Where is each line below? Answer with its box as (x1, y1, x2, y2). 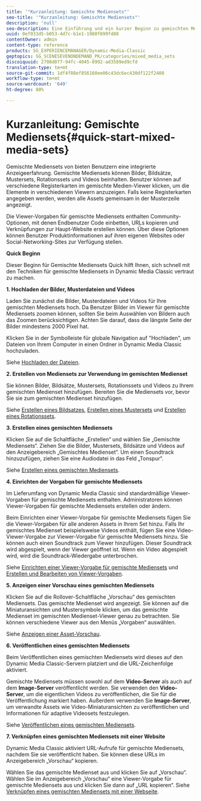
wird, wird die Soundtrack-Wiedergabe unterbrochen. (6, 552, 138, 559)
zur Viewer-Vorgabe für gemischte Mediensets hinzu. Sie (47, 533, 188, 540)
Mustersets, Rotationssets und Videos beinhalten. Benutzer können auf (6, 175, 181, 183)
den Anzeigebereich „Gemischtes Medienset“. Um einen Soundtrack (6, 448, 175, 456)
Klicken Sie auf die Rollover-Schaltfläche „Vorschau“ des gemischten (6, 593, 176, 600)
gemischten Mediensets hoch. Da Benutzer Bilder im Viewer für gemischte (6, 304, 190, 311)
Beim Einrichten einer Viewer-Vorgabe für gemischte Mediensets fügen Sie (6, 514, 191, 521)
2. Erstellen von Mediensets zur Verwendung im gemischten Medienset (6, 370, 188, 377)
